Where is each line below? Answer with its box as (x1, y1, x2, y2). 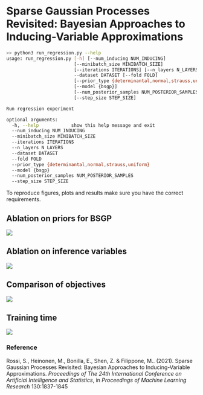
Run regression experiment (6, 106, 74, 112)
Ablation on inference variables (6, 246, 127, 257)
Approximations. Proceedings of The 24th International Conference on (6, 370, 182, 377)
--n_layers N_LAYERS (11, 145, 63, 151)
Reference (6, 343, 37, 352)
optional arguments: (6, 117, 59, 123)
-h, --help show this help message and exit (11, 122, 155, 128)
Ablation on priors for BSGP (6, 213, 112, 223)
